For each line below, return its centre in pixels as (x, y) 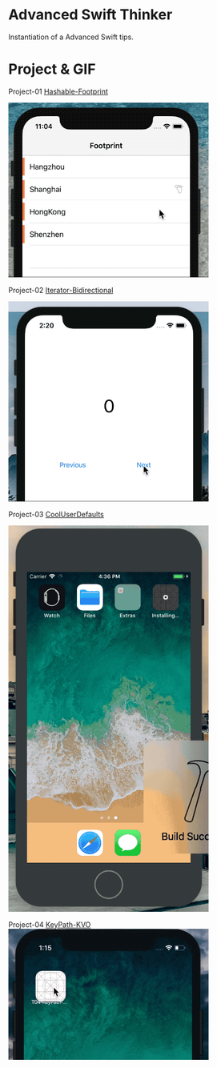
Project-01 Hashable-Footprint (58, 91)
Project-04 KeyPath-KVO (50, 924)
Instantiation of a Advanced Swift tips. (71, 37)
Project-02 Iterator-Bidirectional (61, 290)
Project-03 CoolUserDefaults (56, 514)
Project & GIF (52, 69)
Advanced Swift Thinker (90, 15)
